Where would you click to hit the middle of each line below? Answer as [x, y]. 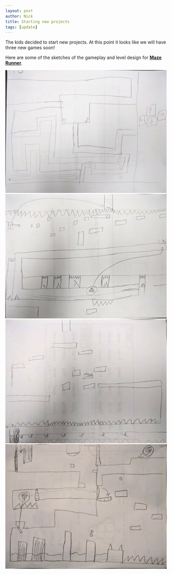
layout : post [19, 11]
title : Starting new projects [38, 22]
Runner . [14, 63]
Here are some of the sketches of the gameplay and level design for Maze [84, 58]
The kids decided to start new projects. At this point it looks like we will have [86, 42]
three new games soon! [30, 48]
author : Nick [19, 16]
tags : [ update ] [21, 27]
